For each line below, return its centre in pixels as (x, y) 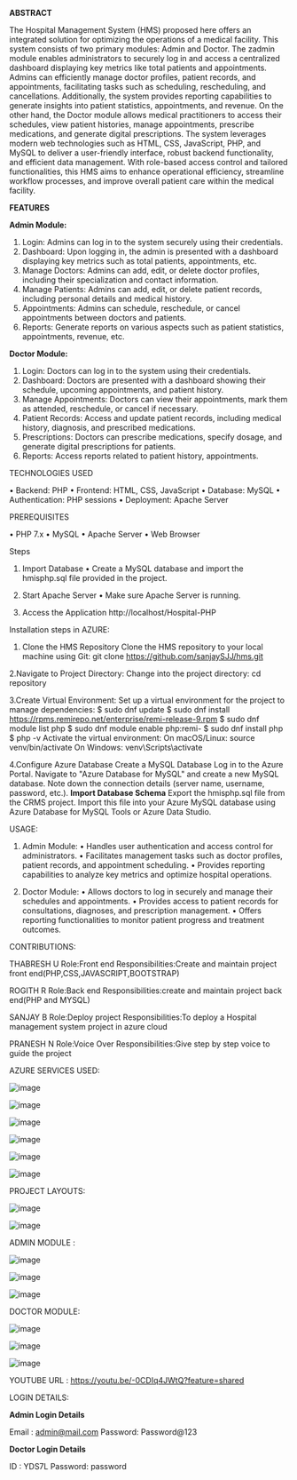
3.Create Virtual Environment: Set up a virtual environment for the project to (147, 700)
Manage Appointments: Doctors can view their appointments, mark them (155, 399)
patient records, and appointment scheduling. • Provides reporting (144, 865)
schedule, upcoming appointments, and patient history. (123, 390)
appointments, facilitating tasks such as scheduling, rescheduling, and (137, 87)
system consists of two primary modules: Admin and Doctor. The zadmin (142, 49)
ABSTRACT (31, 13)
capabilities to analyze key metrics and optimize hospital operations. (147, 875)
